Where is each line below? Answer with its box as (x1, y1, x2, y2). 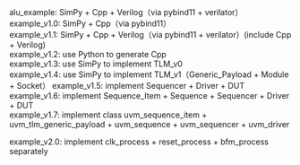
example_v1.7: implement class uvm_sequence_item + (9, 109, 208, 120)
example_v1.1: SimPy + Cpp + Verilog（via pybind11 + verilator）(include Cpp (9, 30, 292, 39)
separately (9, 146, 49, 156)
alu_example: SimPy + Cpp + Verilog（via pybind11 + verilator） (9, 7, 244, 17)
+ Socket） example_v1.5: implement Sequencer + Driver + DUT (9, 81, 244, 91)
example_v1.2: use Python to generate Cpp (9, 49, 167, 59)
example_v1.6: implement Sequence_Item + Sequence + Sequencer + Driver (9, 91, 289, 100)
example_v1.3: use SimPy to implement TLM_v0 (9, 58, 184, 69)
